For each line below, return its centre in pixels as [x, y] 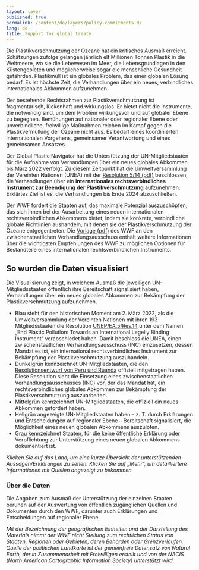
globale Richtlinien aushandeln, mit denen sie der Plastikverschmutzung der [99, 224]
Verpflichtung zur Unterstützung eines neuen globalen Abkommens [97, 439]
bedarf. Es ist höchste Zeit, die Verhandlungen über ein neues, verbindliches [100, 82]
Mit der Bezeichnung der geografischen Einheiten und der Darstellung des [97, 529]
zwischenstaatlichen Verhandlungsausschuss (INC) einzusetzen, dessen [104, 344]
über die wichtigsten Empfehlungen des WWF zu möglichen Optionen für [96, 243]
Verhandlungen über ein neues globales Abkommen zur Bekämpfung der [96, 295]
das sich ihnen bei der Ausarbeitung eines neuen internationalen [85, 212]
